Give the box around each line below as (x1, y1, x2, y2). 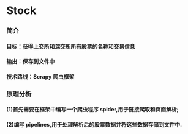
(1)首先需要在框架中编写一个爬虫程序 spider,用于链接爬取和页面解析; (6, 106, 179, 113)
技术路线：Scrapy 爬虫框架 (6, 72, 75, 80)
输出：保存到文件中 (6, 58, 55, 65)
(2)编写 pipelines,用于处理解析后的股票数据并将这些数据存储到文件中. (6, 121, 182, 128)
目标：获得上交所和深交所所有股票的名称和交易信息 (6, 43, 135, 50)
